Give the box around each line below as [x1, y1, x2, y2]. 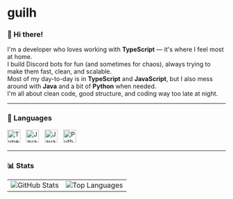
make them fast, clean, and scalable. [7, 67, 112, 76]
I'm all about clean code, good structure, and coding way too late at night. [7, 89, 218, 98]
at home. [7, 53, 33, 61]
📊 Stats [7, 161, 35, 171]
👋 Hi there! [7, 30, 44, 40]
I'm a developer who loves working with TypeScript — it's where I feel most [7, 45, 224, 53]
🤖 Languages [7, 113, 52, 123]
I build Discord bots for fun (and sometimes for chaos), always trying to [7, 60, 212, 69]
